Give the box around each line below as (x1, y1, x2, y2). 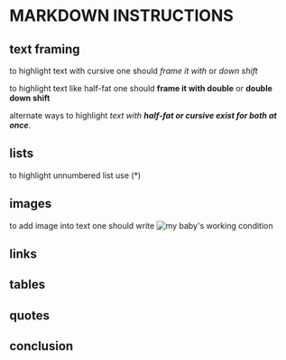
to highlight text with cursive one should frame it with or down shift (9, 65, 258, 76)
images (9, 196, 52, 212)
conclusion (9, 338, 74, 354)
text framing (9, 42, 80, 57)
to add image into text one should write (9, 220, 155, 231)
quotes (9, 308, 50, 323)
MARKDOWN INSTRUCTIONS (9, 5, 235, 26)
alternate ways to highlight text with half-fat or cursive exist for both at (9, 110, 277, 120)
